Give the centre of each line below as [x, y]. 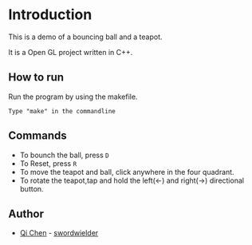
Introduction [50, 15]
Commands [38, 136]
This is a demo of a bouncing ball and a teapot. [85, 37]
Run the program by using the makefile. [73, 97]
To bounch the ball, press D [64, 155]
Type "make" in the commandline [62, 111]
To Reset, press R [48, 163]
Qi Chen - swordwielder [59, 233]
